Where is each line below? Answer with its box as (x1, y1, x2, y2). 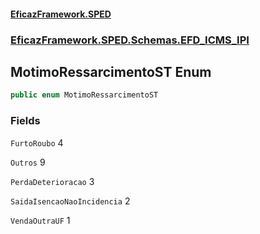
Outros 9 (10, 156, 46, 168)
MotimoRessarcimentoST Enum (10, 63, 212, 80)
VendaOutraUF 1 (10, 214, 71, 226)
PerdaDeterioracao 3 (10, 175, 95, 187)
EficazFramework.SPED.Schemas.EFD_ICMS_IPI (10, 33, 250, 47)
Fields (10, 114, 41, 128)
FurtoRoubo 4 (10, 136, 64, 149)
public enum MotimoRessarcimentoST (10, 90, 159, 100)
